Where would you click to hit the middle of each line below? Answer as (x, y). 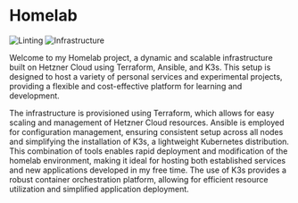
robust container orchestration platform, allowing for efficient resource (139, 179)
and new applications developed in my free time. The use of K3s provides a (148, 170)
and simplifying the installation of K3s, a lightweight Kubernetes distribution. (149, 141)
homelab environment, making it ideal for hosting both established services (148, 160)
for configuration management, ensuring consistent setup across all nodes (146, 131)
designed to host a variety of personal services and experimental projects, (146, 76)
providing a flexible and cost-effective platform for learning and (126, 86)
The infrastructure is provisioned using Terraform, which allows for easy (142, 113)
